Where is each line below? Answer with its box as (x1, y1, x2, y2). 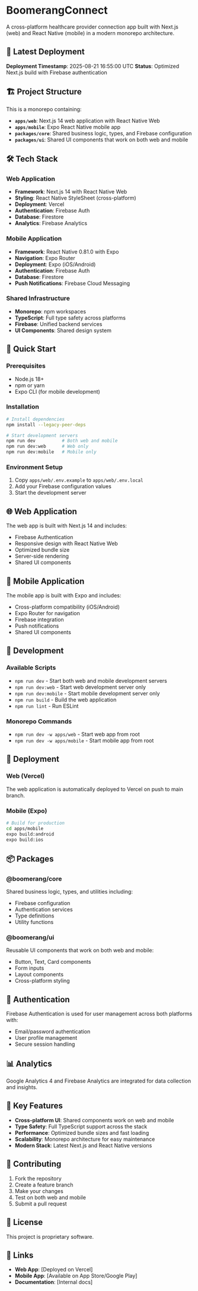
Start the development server (14, 489, 87, 496)
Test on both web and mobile (14, 1194, 86, 1201)
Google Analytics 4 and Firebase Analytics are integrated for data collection (6, 1077, 191, 1084)
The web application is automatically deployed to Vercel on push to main (6, 785, 184, 793)
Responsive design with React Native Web (14, 540, 119, 547)
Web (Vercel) (6, 772, 45, 780)
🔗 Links (6, 1250, 34, 1260)
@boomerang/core (6, 874, 62, 882)
